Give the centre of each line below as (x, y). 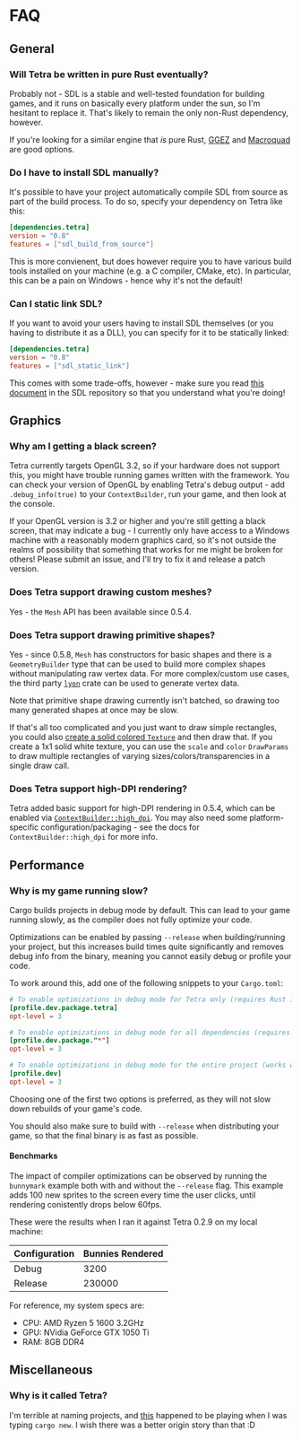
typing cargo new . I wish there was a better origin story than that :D (132, 1425)
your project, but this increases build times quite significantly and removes (146, 946)
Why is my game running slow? (79, 891)
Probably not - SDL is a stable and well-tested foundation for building (137, 93)
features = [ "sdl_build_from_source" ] (82, 244)
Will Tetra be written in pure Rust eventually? (109, 74)
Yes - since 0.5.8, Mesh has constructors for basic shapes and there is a (141, 654)
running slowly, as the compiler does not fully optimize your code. (131, 920)
